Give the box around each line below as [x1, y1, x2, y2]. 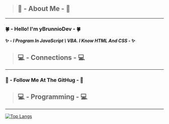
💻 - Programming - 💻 [17, 93, 88, 101]
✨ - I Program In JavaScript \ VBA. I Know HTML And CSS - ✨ [5, 38, 135, 44]
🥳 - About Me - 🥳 [17, 5, 70, 13]
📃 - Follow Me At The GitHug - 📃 [5, 77, 84, 84]
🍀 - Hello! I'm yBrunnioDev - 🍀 [5, 25, 81, 32]
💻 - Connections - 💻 [17, 53, 85, 62]
